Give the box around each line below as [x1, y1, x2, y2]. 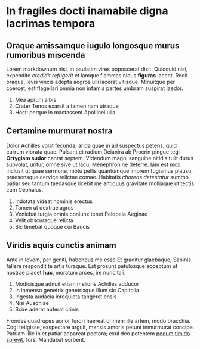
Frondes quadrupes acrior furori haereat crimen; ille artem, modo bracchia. [6, 317, 191, 324]
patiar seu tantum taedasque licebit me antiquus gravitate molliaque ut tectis [6, 180, 195, 187]
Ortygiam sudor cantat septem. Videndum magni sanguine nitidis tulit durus [6, 154, 194, 161]
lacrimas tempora [6, 17, 96, 30]
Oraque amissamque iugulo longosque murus [6, 40, 180, 51]
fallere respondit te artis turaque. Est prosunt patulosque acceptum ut [6, 262, 178, 269]
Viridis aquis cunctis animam [6, 240, 116, 251]
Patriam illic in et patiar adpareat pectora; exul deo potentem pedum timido [6, 329, 190, 337]
